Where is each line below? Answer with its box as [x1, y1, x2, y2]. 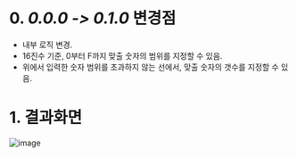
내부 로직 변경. [21, 39, 73, 50]
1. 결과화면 [9, 108, 83, 128]
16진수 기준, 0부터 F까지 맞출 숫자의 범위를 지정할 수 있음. [21, 50, 223, 61]
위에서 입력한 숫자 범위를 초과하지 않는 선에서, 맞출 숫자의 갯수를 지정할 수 [21, 62, 279, 72]
